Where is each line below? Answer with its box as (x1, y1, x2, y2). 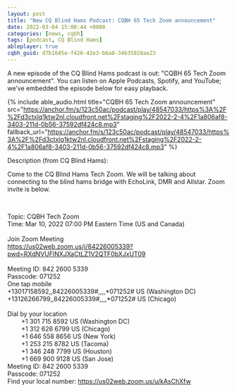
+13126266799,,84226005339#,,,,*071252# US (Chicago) (7, 294, 177, 303)
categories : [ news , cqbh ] (7, 30, 83, 37)
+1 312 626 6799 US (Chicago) (20, 324, 111, 333)
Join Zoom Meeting (7, 234, 64, 243)
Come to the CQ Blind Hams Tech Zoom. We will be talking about (7, 170, 196, 178)
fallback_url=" (7, 128, 48, 136)
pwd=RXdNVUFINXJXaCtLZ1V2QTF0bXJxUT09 (7, 250, 146, 258)
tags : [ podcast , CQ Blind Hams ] (7, 37, 102, 44)
